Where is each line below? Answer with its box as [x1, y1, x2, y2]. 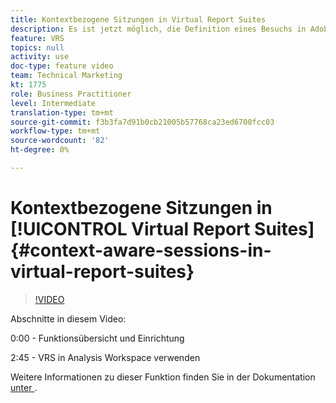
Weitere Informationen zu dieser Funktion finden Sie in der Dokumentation [10, 371, 316, 383]
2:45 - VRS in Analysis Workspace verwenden [10, 351, 201, 363]
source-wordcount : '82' [10, 136, 110, 146]
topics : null [10, 42, 65, 53]
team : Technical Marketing [10, 71, 123, 81]
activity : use [10, 52, 70, 62]
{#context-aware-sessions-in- [10, 239, 272, 262]
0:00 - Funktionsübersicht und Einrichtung [10, 332, 185, 344]
